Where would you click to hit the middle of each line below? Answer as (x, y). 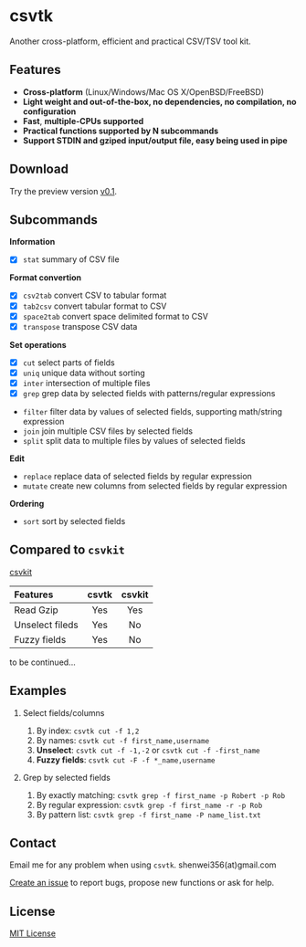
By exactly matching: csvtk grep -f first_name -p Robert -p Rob (161, 794)
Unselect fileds (47, 625)
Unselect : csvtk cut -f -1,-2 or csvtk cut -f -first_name (148, 750)
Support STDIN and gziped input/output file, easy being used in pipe (155, 140)
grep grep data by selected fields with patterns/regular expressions (149, 393)
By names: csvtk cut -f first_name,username (123, 740)
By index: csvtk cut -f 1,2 (88, 731)
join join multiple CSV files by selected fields (108, 431)
